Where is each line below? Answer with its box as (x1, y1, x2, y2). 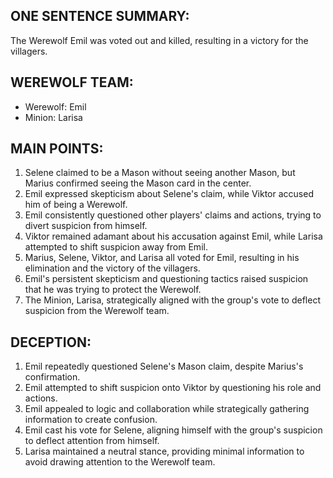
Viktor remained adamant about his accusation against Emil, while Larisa (24, 230, 323, 243)
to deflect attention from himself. (24, 435, 160, 447)
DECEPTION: (10, 334, 92, 351)
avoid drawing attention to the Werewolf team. (24, 456, 216, 468)
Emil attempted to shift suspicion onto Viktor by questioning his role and (24, 382, 322, 394)
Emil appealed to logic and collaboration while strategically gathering (24, 403, 310, 415)
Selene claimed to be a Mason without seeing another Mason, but (24, 167, 296, 179)
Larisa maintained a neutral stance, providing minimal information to (24, 445, 305, 458)
